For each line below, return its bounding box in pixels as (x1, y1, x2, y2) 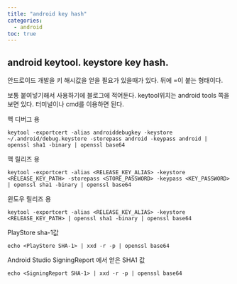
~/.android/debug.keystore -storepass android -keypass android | (7, 135, 208, 142)
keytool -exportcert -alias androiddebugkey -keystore (7, 129, 173, 137)
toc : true (7, 30, 37, 38)
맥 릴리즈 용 (7, 155, 40, 164)
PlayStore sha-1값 (7, 228, 59, 237)
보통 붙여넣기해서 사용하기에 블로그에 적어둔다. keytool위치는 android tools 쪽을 (7, 91, 230, 100)
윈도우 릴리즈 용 (7, 195, 52, 203)
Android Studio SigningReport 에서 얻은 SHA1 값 (7, 256, 145, 264)
